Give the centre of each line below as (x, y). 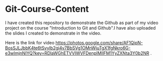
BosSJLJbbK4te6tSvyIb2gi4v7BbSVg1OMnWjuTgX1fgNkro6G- (68, 48)
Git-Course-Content (47, 9)
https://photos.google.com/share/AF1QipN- (99, 42)
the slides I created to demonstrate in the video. (53, 33)
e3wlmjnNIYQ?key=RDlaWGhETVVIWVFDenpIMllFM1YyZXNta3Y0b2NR (77, 53)
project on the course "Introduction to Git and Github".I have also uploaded (80, 28)
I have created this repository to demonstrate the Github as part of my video (82, 23)
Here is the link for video (30, 42)
